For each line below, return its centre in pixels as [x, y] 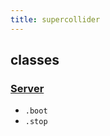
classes [35, 60]
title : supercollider [55, 19]
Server [27, 88]
